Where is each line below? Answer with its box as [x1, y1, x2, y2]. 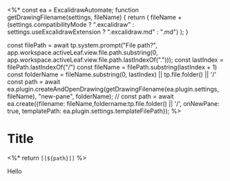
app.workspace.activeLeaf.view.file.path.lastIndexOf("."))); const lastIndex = [7, 56, 224, 64]
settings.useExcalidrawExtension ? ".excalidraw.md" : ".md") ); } [7, 28, 189, 36]
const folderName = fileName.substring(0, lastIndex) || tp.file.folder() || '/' [7, 70, 217, 78]
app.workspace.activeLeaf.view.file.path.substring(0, [7, 48, 158, 56]
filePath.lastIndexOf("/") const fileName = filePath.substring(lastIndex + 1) [7, 63, 218, 71]
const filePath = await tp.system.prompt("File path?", [7, 41, 157, 49]
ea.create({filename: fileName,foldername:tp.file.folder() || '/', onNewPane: [7, 100, 220, 107]
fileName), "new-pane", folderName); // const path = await [7, 92, 174, 100]
